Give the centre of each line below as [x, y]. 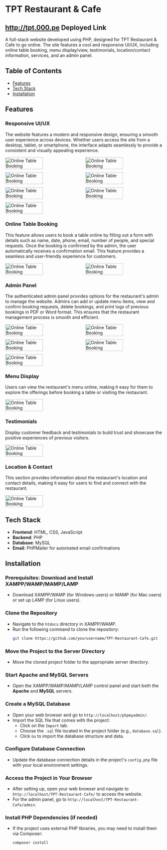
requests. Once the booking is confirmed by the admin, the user [71, 246]
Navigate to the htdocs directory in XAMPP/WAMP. [64, 624]
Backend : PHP [27, 537]
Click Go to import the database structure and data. [72, 736]
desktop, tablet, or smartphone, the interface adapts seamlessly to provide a [84, 145]
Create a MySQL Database [38, 704]
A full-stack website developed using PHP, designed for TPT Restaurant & [81, 39]
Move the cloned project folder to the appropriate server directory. [81, 662]
